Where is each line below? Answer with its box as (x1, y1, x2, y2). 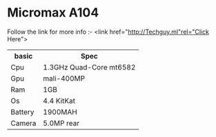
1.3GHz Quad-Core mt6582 (43, 62, 136, 72)
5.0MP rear (43, 118, 80, 128)
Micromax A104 (7, 5, 99, 21)
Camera (10, 118, 37, 128)
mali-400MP (43, 74, 85, 83)
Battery (10, 107, 35, 116)
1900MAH (43, 107, 77, 116)
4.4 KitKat (43, 96, 76, 105)
